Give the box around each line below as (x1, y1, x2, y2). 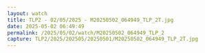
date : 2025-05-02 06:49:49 (7, 23, 85, 30)
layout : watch (7, 10, 48, 17)
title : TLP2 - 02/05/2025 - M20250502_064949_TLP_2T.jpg (7, 17, 174, 23)
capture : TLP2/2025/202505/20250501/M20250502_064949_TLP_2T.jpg (7, 36, 198, 43)
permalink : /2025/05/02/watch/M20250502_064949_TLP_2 (7, 29, 165, 36)
